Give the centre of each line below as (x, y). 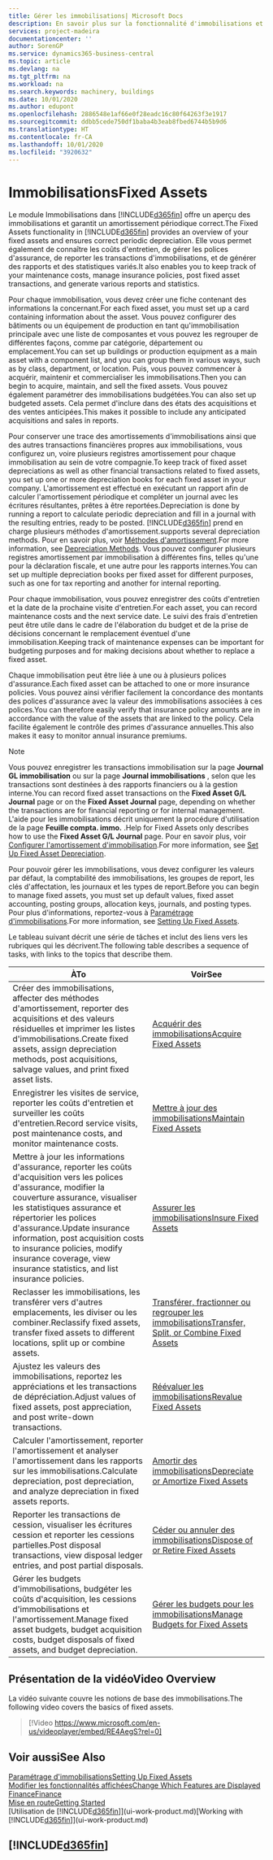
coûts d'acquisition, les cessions (74, 1599)
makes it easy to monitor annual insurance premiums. (98, 736)
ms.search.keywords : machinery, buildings (81, 91)
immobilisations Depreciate (203, 1471)
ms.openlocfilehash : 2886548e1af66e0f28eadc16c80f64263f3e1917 (118, 115)
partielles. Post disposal (57, 1545)
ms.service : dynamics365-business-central (81, 54)
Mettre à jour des (185, 1109)
